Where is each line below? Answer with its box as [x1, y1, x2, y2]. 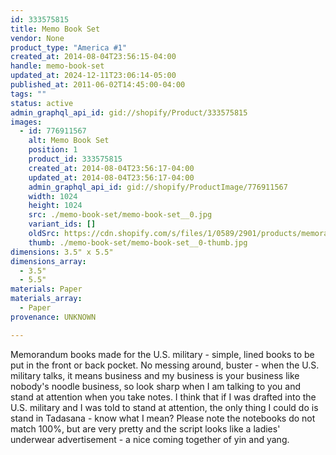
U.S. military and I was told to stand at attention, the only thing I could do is [10, 401, 319, 413]
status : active [10, 98, 74, 108]
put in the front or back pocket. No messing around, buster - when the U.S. [10, 359, 320, 371]
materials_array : [10, 294, 83, 304]
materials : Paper [10, 284, 83, 295]
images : [10, 117, 43, 127]
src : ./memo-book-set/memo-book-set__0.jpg [28, 210, 213, 220]
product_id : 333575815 [28, 154, 123, 164]
